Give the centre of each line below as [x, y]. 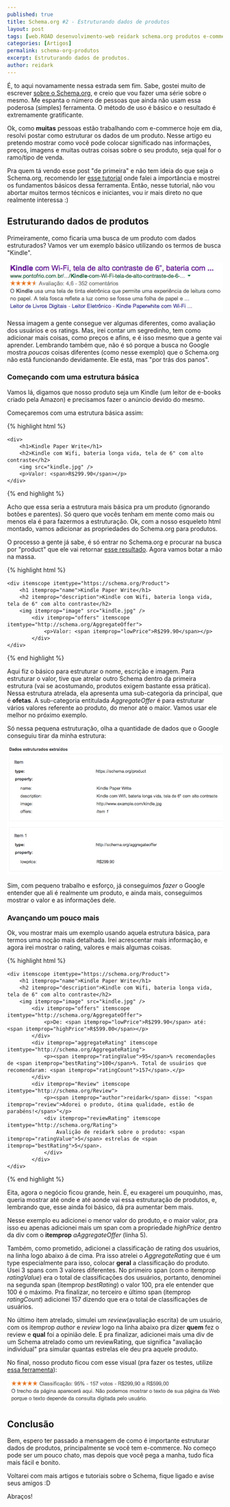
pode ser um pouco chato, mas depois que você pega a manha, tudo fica [111, 1455]
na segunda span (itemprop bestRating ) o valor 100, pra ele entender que [111, 1285]
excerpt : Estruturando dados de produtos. [68, 58]
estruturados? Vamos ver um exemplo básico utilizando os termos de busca [114, 245]
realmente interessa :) [38, 200]
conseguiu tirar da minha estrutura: [57, 736]
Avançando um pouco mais [53, 918]
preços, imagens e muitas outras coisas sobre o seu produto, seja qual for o [114, 150]
